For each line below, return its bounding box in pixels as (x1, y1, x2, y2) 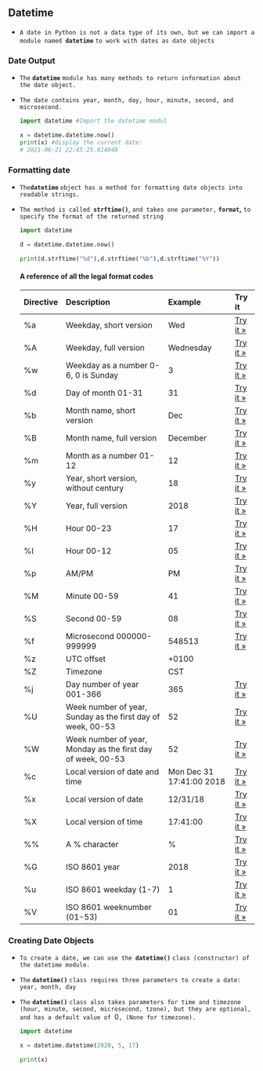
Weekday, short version (65, 320, 153, 331)
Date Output (8, 55, 56, 66)
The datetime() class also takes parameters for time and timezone (19, 999, 241, 1007)
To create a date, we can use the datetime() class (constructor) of (19, 954, 250, 963)
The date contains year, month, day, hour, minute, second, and (19, 97, 234, 104)
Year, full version (65, 500, 128, 511)
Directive (23, 296, 59, 307)
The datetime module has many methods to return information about (19, 75, 241, 82)
